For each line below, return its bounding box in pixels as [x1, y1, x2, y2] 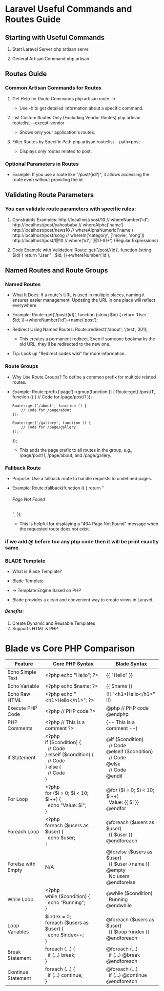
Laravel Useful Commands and [5, 3, 132, 15]
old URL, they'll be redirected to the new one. [19, 341, 111, 347]
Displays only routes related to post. [19, 148, 92, 154]
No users [109, 873, 130, 880]
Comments [7, 725, 33, 732]
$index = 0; [45, 913, 71, 920]
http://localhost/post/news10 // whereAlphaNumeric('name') [12, 227, 133, 233]
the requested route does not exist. [19, 526, 90, 532]
